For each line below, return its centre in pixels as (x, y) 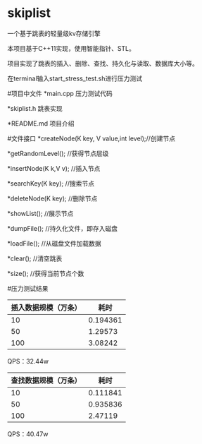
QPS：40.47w (28, 434)
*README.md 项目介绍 (41, 123)
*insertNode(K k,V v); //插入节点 (54, 168)
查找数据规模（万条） (46, 380)
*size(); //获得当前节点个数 (46, 273)
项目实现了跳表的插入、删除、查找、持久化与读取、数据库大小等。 (103, 63)
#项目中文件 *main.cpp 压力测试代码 (60, 93)
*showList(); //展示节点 (40, 213)
